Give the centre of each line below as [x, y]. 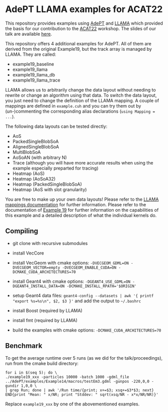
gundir [12, 386]
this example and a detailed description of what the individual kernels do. [81, 215]
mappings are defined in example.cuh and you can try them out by [73, 106]
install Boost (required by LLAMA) [48, 310]
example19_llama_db [34, 74]
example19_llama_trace [36, 80]
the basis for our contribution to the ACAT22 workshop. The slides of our [81, 28]
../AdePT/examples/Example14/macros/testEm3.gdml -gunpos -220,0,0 [77, 381]
